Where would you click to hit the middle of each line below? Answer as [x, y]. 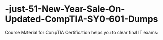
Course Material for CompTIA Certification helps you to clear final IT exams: [82, 32]
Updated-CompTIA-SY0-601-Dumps [81, 19]
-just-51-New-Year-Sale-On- [65, 9]
